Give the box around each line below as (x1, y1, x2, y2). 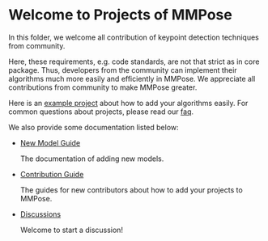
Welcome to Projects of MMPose (8, 6, 232, 24)
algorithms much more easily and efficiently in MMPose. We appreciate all (8, 74, 256, 83)
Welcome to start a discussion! (19, 225, 124, 235)
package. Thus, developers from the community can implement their (8, 65, 237, 74)
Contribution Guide (19, 169, 84, 179)
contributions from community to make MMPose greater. (8, 82, 198, 92)
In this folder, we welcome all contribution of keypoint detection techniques (8, 32, 259, 42)
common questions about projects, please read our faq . (8, 107, 194, 116)
